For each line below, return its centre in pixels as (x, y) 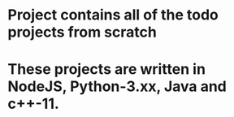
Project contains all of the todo (113, 15)
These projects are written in (107, 69)
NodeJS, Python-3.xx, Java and (117, 87)
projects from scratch (82, 32)
